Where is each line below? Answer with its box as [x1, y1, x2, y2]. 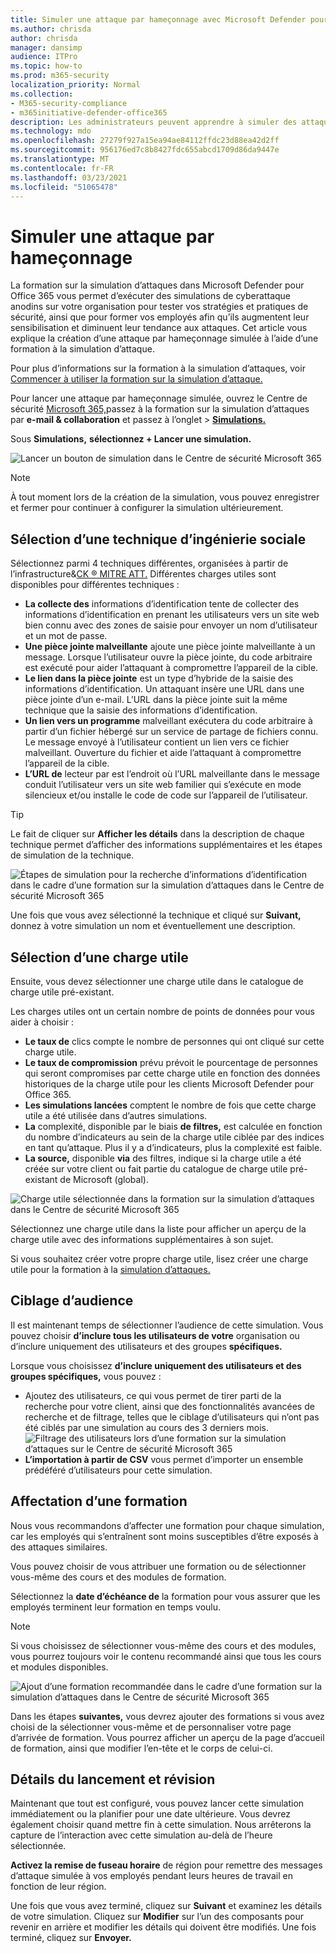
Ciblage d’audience [10, 1292, 134, 1310]
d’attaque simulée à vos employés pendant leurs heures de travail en [10, 1870, 293, 1882]
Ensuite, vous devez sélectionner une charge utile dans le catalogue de [10, 975, 304, 987]
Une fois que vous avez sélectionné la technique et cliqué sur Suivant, [10, 909, 302, 921]
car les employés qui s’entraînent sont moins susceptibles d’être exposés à [10, 1530, 319, 1542]
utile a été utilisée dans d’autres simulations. [24, 1109, 208, 1121]
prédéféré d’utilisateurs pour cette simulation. [24, 1464, 213, 1476]
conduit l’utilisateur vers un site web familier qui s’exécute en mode [24, 779, 302, 791]
